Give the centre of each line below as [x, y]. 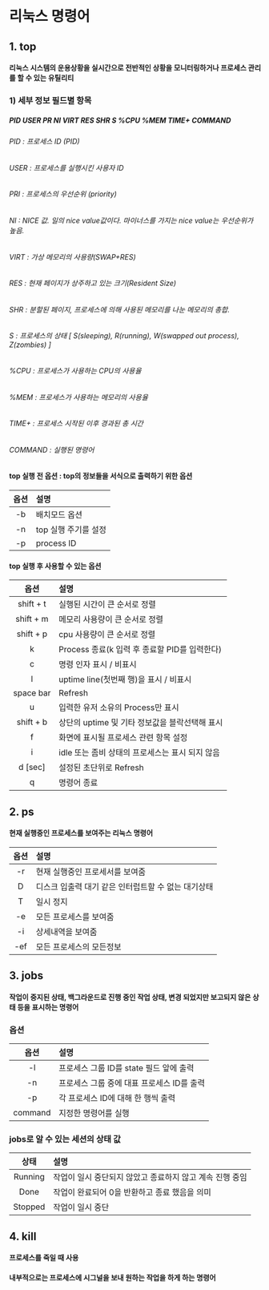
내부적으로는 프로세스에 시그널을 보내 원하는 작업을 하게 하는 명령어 [112, 1277]
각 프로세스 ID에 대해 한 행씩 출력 [117, 1099]
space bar [32, 693]
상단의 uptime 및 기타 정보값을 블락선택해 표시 [141, 723]
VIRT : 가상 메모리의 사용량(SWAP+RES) [72, 256]
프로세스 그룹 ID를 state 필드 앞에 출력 [126, 1068]
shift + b [32, 722]
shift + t [32, 604]
